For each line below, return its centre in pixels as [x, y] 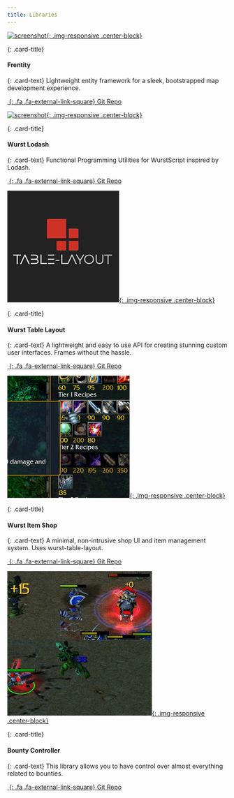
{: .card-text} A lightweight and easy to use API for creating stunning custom [117, 345]
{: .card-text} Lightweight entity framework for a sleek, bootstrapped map [113, 80]
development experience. [44, 88]
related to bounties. [35, 773]
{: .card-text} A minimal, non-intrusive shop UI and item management [107, 540]
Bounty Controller [34, 751]
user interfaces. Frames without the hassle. [70, 353]
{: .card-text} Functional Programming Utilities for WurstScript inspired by [113, 160]
